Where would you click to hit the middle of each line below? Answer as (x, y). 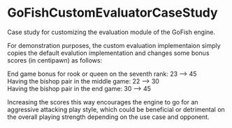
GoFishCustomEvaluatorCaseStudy (113, 13)
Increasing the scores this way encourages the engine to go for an (103, 102)
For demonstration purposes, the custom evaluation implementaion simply (114, 45)
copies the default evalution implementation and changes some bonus (108, 53)
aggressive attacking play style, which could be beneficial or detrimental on (116, 109)
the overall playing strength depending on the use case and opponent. (108, 117)
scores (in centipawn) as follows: (55, 60)
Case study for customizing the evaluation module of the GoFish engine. (111, 32)
